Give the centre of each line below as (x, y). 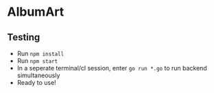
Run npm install (40, 53)
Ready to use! (36, 82)
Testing (24, 37)
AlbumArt (36, 12)
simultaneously (38, 75)
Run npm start (37, 61)
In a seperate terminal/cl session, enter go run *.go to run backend (112, 68)
